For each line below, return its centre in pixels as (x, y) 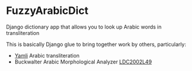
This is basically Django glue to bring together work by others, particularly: (96, 44)
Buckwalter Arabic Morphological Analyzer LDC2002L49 (83, 62)
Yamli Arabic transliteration (47, 55)
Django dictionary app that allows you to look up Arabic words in (84, 27)
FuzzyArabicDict (47, 11)
